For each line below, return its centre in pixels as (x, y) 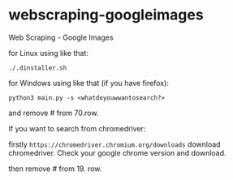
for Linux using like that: (49, 53)
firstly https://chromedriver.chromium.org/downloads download (114, 144)
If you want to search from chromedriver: (77, 128)
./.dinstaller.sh (38, 68)
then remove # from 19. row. (55, 169)
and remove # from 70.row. (54, 113)
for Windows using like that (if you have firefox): (88, 83)
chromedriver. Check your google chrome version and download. (117, 152)
